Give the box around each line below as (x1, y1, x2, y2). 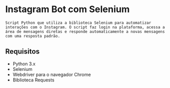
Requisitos (5, 47, 40, 56)
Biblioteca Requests (12, 77, 54, 83)
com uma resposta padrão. (5, 33, 60, 38)
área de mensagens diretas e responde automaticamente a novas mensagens (5, 29, 165, 34)
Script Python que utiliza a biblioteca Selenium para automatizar (5, 20, 152, 25)
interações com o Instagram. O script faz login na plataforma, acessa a (5, 24, 165, 30)
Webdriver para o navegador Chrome (12, 71, 91, 77)
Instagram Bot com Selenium (5, 4, 130, 15)
